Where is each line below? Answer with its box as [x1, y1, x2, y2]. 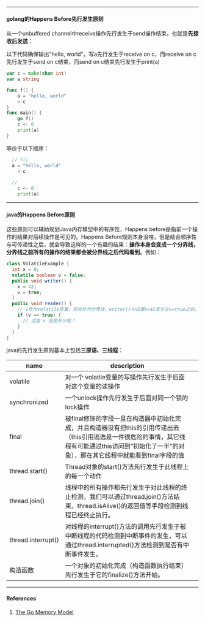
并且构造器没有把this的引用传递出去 [77, 423, 180, 432]
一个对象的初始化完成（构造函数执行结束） [65, 561, 188, 570]
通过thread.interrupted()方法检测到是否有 [65, 540, 184, 549]
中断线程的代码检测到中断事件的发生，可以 [65, 531, 188, 540]
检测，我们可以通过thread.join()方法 [71, 493, 174, 501]
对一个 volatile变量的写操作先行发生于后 [65, 373, 179, 382]
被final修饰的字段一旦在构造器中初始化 [65, 414, 176, 423]
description [110, 362, 145, 370]
